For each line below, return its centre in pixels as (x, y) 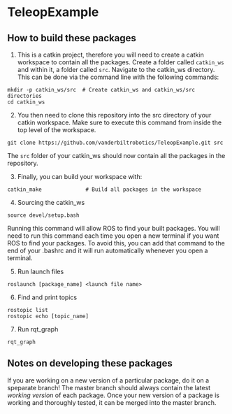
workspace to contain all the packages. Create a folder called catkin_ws (121, 62)
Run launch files (41, 271)
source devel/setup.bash (43, 215)
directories (24, 96)
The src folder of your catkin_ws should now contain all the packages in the (116, 156)
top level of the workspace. (57, 130)
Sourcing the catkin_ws (51, 202)
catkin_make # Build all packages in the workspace (104, 190)
